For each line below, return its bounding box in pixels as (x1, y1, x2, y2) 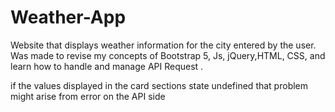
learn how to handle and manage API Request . (10, 60, 204, 72)
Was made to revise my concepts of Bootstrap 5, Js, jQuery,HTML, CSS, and (10, 49, 326, 61)
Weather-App (10, 6, 127, 29)
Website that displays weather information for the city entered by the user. (10, 39, 317, 51)
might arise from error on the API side (10, 90, 166, 102)
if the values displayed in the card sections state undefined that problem (10, 79, 309, 91)
